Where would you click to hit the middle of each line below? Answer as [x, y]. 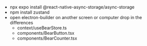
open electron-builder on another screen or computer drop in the [76, 17]
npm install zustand [30, 12]
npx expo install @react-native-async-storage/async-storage [72, 7]
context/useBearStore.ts [42, 28]
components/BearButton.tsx [46, 33]
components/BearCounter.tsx [47, 38]
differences [21, 23]
